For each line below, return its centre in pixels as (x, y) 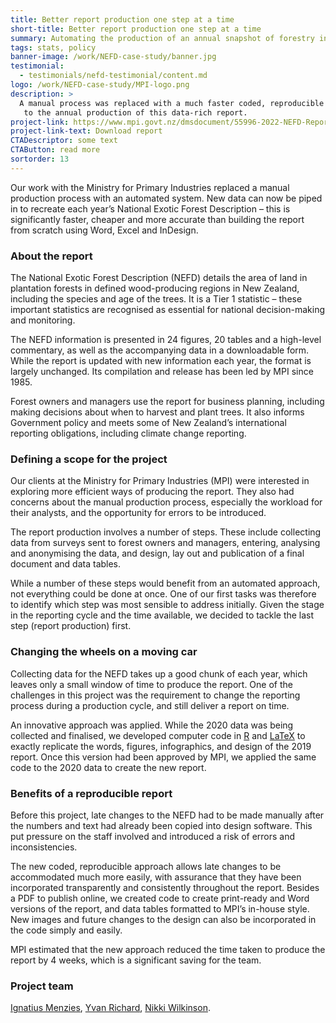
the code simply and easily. (66, 930)
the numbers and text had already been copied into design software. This (161, 825)
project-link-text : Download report (86, 131)
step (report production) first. (71, 626)
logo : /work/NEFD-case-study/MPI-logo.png (100, 85)
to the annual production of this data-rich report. (135, 112)
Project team (42, 986)
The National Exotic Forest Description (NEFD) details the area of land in (159, 278)
